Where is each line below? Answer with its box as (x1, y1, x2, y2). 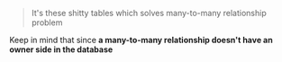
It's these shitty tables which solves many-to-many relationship (31, 8, 268, 18)
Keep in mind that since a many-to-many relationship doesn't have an (9, 35, 273, 45)
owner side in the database (9, 44, 114, 55)
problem (31, 17, 63, 28)
